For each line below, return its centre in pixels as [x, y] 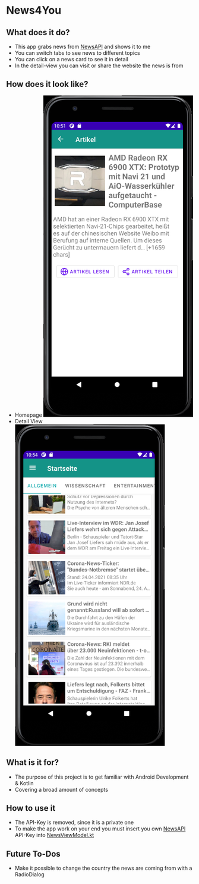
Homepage [29, 415]
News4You [34, 10]
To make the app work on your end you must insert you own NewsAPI [100, 829]
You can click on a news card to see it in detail [72, 59]
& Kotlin [24, 783]
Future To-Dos [33, 854]
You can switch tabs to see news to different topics [78, 53]
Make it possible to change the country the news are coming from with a [103, 868]
